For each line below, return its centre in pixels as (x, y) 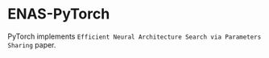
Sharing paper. (32, 44)
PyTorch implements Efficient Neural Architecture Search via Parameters (134, 36)
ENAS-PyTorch (59, 14)
